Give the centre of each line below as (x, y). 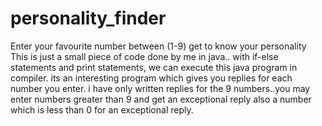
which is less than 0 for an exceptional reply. (102, 109)
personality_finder (88, 18)
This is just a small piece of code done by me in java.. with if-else (144, 56)
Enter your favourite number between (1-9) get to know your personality (158, 46)
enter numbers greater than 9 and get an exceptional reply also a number (161, 99)
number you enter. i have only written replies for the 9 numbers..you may (160, 88)
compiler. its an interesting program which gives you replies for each (151, 78)
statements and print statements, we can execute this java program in (154, 67)
